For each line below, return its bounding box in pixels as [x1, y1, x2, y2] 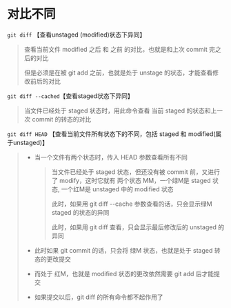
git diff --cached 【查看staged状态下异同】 [7, 91, 134, 100]
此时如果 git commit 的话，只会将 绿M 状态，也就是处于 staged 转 [34, 246, 221, 254]
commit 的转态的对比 [32, 115, 92, 123]
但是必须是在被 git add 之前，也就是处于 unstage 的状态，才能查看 [23, 68, 213, 77]
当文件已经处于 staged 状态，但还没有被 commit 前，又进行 [51, 167, 221, 176]
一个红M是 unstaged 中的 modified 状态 [61, 184, 174, 193]
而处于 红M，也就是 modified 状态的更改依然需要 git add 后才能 [34, 269, 214, 278]
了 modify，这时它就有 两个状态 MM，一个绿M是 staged [51, 176, 211, 184]
